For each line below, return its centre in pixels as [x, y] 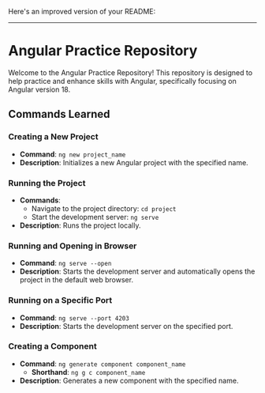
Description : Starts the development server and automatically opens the [137, 271]
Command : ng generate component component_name [103, 364]
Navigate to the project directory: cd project [104, 208]
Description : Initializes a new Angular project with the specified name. [134, 162]
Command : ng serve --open [65, 263]
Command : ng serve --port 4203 [75, 317]
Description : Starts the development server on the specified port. [126, 326]
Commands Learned [59, 114]
